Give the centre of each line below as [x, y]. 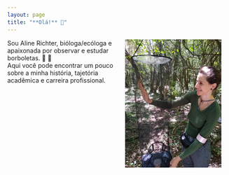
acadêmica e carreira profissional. [57, 80]
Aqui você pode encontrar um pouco [60, 65]
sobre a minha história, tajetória [53, 73]
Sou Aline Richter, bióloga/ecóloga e [60, 43]
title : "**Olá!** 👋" [37, 22]
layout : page [26, 15]
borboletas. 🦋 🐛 [30, 58]
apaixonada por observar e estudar [58, 50]
